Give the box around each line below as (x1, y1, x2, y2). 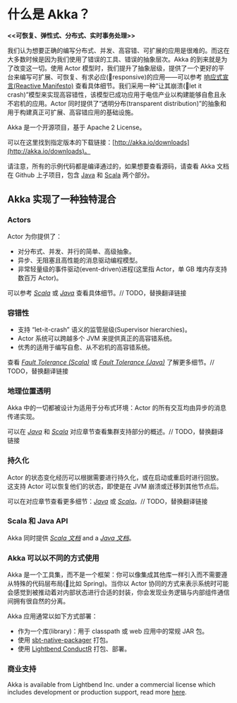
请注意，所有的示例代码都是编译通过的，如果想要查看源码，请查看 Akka (7, 162, 215, 170)
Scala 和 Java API (7, 516, 68, 526)
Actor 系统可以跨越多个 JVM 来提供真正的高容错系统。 (17, 333, 176, 343)
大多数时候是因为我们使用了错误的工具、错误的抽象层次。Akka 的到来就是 (7, 54, 221, 64)
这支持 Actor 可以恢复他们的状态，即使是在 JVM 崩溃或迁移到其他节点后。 (7, 482, 223, 490)
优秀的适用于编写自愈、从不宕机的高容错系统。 (17, 343, 154, 351)
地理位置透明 (7, 386, 51, 396)
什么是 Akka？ (7, 6, 91, 23)
